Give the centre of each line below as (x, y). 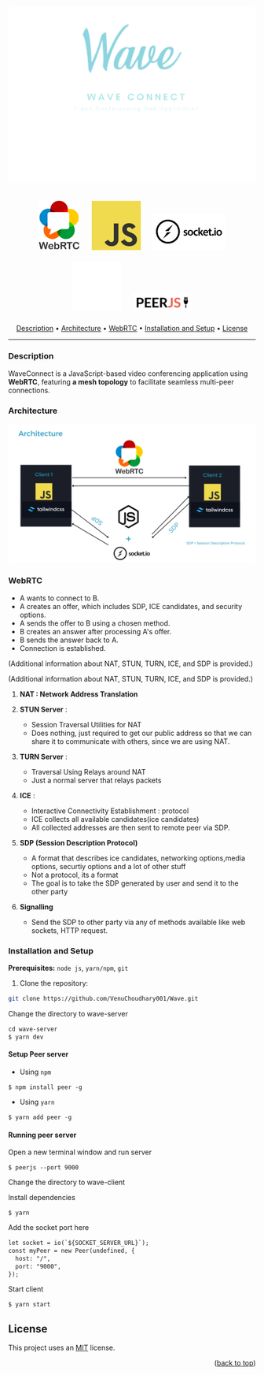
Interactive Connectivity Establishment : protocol (110, 811)
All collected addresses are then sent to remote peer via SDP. (130, 827)
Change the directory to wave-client (67, 1182)
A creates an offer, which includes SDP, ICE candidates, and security (131, 606)
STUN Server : (44, 709)
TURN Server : (44, 756)
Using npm (35, 1072)
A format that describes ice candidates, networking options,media (138, 858)
